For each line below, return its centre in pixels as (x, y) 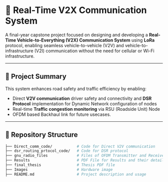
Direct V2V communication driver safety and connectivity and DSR (82, 98)
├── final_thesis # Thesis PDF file (60, 165)
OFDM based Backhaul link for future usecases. (61, 114)
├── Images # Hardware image (59, 169)
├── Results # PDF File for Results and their (77, 160)
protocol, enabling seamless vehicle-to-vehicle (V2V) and (64, 45)
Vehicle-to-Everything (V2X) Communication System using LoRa (86, 40)
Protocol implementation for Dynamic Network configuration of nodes (84, 104)
